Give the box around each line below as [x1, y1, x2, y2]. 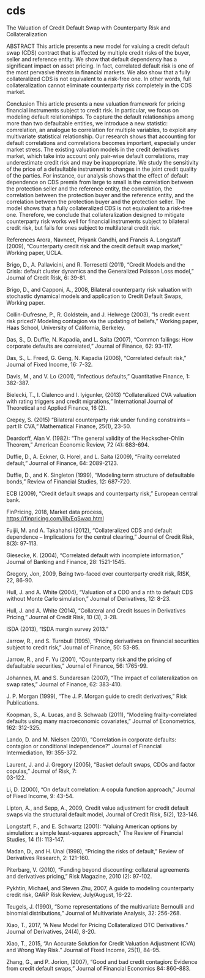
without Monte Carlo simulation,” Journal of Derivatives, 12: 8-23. [6, 595, 171, 602]
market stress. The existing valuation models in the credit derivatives [6, 146, 180, 153]
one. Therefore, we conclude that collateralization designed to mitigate [6, 211, 185, 218]
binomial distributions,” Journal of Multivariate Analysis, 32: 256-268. [6, 909, 182, 917]
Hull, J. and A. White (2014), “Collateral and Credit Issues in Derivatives [6, 606, 186, 614]
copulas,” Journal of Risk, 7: [6, 767, 77, 775]
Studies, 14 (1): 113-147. [6, 835, 65, 843]
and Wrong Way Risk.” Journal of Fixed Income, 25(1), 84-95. [6, 946, 161, 953]
